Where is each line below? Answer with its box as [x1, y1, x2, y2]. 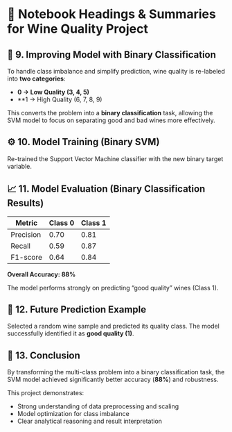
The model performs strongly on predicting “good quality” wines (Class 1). [7, 283, 219, 292]
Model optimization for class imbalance [17, 410, 130, 418]
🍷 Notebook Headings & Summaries [7, 6, 216, 22]
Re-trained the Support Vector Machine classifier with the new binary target [7, 154, 224, 163]
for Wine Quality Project [7, 21, 149, 37]
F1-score [10, 252, 43, 262]
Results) [7, 197, 44, 209]
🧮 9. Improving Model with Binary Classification [7, 49, 217, 60]
